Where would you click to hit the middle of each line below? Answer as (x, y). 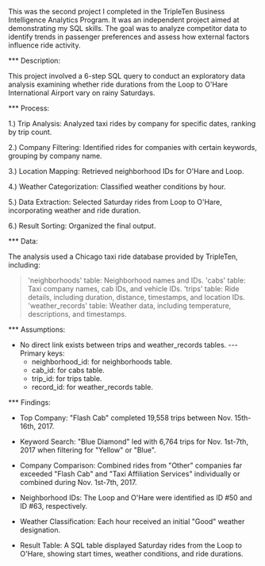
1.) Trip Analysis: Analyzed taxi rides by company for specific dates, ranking (132, 123)
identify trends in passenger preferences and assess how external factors (129, 37)
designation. (40, 530)
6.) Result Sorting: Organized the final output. (82, 226)
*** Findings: (30, 402)
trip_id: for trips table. (67, 379)
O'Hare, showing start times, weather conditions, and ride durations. (131, 554)
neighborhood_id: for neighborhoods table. (102, 362)
